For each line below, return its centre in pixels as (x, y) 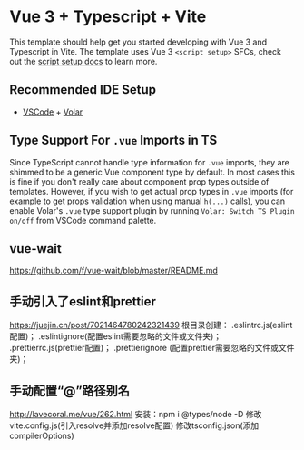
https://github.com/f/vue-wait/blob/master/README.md (113, 271)
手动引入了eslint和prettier (83, 301)
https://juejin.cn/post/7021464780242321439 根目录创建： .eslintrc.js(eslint (151, 325)
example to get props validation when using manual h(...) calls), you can (147, 201)
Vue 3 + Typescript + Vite (108, 17)
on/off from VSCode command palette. (83, 220)
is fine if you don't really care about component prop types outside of (139, 181)
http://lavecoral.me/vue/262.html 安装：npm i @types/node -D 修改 (136, 414)
